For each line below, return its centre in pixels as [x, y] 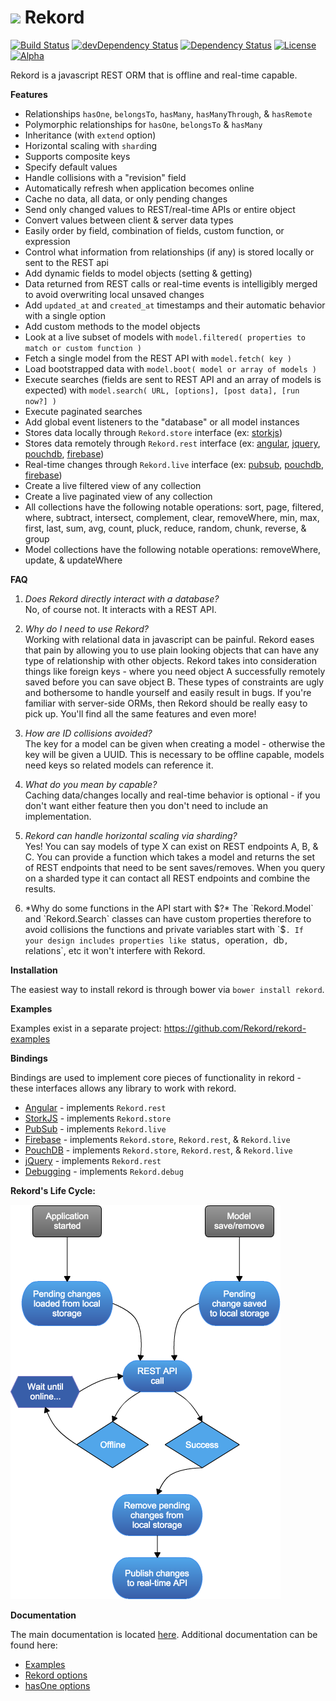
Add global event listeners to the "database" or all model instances [162, 422]
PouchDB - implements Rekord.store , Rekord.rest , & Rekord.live [158, 1150]
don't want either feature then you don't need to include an [146, 805]
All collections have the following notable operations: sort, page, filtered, [174, 507]
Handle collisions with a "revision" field [105, 177]
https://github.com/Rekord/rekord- [235, 1028]
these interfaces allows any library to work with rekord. [123, 1088]
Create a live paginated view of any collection [118, 496]
